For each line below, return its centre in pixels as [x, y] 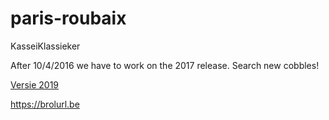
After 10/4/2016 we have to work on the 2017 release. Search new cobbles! [165, 65]
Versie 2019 [35, 84]
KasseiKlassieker [45, 46]
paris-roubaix [68, 18]
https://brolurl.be [45, 104]
